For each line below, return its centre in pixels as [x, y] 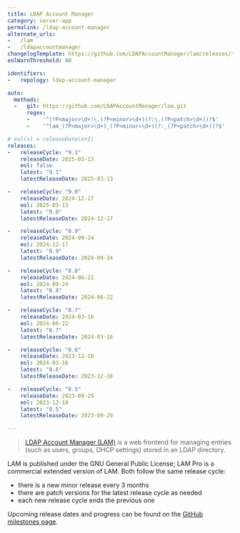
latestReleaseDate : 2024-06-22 [67, 297]
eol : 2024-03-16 [45, 363]
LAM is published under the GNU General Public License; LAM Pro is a [111, 464]
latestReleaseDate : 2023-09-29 [67, 416]
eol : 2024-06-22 [45, 323]
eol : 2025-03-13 [45, 205]
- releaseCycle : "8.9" [44, 231]
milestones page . [33, 522]
